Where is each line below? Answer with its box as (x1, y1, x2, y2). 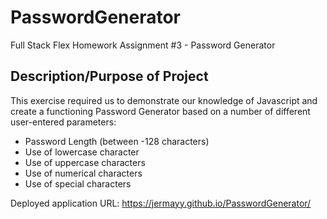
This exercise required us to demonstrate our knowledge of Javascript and (10, 94, 318, 106)
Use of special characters (24, 177, 132, 190)
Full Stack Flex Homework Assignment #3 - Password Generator (10, 39, 276, 51)
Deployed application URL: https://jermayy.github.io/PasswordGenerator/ (10, 197, 312, 209)
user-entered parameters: (10, 116, 117, 128)
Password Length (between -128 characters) (24, 135, 210, 147)
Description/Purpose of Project (10, 68, 209, 85)
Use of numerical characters (24, 167, 143, 179)
